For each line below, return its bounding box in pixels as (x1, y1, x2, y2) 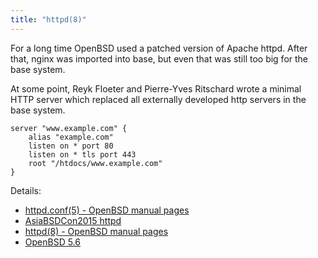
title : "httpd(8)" (10, 14, 87, 25)
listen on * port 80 (28, 141, 114, 151)
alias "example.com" (28, 132, 114, 142)
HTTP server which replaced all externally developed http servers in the (10, 93, 307, 105)
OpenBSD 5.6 (24, 236, 81, 248)
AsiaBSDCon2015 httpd (24, 214, 122, 226)
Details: (10, 184, 42, 196)
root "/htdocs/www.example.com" (28, 158, 163, 168)
